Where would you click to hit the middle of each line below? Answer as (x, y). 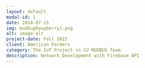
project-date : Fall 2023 (37, 39)
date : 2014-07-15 (28, 22)
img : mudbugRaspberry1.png (40, 28)
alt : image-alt (25, 34)
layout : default (26, 12)
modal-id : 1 (21, 17)
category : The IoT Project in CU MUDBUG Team (63, 50)
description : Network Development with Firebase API (73, 56)
